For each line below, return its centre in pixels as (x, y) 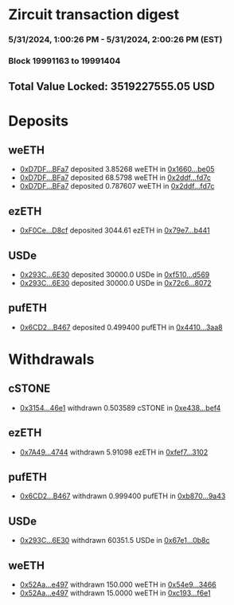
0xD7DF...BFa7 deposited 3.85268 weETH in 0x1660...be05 (117, 170)
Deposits (39, 121)
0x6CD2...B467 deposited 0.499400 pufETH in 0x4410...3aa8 (121, 327)
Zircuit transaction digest (94, 15)
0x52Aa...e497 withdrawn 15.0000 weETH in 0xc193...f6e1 (115, 593)
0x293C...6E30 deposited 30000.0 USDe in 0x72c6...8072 (116, 283)
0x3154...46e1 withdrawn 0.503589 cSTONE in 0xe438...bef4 (120, 408)
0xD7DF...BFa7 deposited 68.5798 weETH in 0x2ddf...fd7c (115, 178)
